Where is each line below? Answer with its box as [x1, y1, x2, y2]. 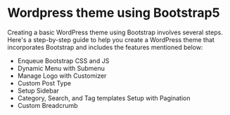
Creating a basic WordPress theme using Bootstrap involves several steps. [7, 28, 223, 36]
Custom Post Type [17, 79, 72, 87]
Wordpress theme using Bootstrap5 [7, 5, 220, 21]
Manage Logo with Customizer [17, 72, 107, 80]
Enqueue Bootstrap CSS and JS [17, 56, 110, 65]
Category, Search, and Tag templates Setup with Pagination [17, 93, 191, 102]
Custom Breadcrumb [17, 101, 79, 109]
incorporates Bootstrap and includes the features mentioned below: [7, 43, 203, 51]
